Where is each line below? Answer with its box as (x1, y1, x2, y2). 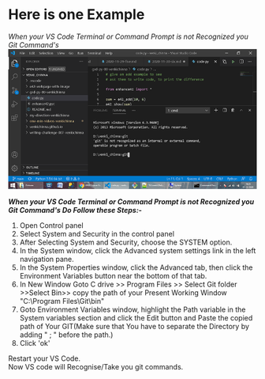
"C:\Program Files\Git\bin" (19, 297, 105, 306)
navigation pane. (19, 255, 75, 264)
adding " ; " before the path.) (19, 330, 114, 339)
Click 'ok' (19, 339, 50, 348)
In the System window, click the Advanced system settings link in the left (19, 246, 256, 256)
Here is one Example (8, 6, 145, 24)
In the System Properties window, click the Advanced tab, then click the (19, 263, 254, 272)
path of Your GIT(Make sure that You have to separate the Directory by (19, 322, 250, 332)
